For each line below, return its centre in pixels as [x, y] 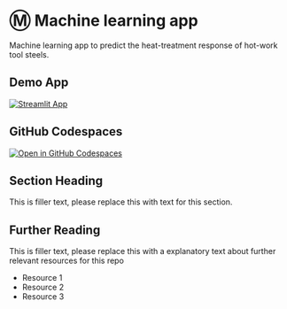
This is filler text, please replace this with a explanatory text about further [143, 251]
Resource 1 [42, 278]
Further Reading [55, 230]
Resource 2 [43, 287]
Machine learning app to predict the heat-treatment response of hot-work [143, 45]
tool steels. [29, 54]
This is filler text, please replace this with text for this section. [121, 202]
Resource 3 [43, 297]
